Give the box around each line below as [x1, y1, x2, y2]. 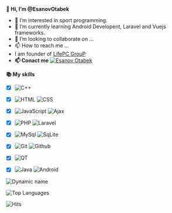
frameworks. [14, 29, 46, 36]
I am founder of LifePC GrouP [14, 50, 86, 57]
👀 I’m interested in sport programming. [14, 17, 108, 23]
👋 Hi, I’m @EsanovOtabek [6, 6, 69, 12]
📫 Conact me [14, 57, 49, 64]
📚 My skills [6, 71, 35, 78]
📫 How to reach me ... [14, 42, 69, 49]
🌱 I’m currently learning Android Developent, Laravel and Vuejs [14, 23, 167, 30]
